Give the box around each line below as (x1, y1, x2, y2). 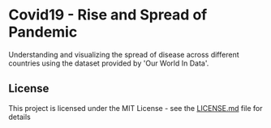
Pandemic (8, 23, 78, 41)
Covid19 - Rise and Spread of (8, 6, 208, 24)
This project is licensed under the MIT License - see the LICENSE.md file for (8, 103, 263, 113)
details (8, 112, 31, 122)
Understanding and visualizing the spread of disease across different (8, 49, 239, 59)
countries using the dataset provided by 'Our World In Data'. (8, 58, 209, 68)
